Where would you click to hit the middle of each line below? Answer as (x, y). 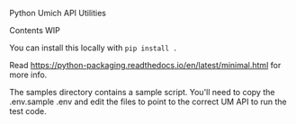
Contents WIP (35, 30)
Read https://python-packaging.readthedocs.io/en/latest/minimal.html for (145, 65)
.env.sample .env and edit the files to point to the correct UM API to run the (148, 102)
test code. (28, 111)
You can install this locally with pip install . (94, 48)
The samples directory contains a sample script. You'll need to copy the (142, 92)
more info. (28, 75)
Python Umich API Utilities (58, 13)
